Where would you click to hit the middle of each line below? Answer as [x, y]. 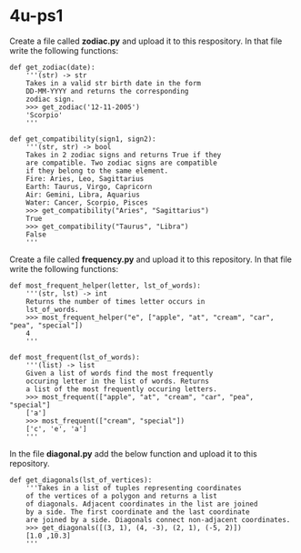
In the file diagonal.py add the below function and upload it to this [133, 453]
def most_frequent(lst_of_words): [75, 357]
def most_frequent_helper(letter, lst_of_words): [105, 286]
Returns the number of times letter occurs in [115, 301]
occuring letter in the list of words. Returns [117, 381]
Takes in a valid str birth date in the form [114, 83]
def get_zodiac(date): [52, 67]
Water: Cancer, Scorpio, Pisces [87, 202]
